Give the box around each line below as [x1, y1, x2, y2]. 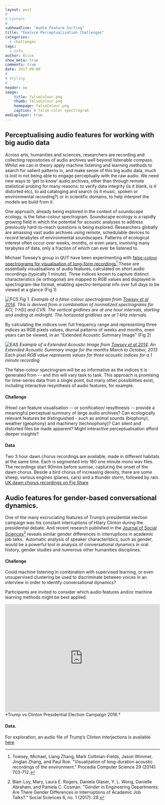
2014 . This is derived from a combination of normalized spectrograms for [5, 302, 154, 308]
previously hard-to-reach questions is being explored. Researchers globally [5, 224, 158, 230]
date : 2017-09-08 [5, 67, 41, 72]
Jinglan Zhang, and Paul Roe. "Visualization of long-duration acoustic [12, 759, 153, 765]
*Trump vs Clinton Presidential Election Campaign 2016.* [5, 712, 121, 718]
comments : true [5, 62, 36, 67]
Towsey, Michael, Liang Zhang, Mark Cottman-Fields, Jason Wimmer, [12, 753, 153, 759]
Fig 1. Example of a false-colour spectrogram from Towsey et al [19, 296, 149, 302]
